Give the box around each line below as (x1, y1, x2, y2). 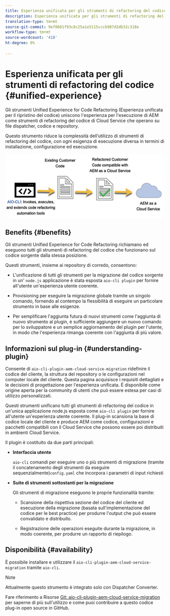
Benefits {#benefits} (5, 228, 72, 236)
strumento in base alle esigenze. (12, 303, 80, 310)
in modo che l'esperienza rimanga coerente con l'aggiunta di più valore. (12, 329, 163, 335)
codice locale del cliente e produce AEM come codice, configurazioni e (5, 418, 154, 424)
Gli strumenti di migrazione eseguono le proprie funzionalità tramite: (12, 489, 155, 496)
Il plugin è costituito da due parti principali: (5, 439, 95, 445)
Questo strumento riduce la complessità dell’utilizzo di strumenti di (5, 133, 144, 139)
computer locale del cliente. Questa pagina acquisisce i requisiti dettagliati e (5, 376, 164, 382)
